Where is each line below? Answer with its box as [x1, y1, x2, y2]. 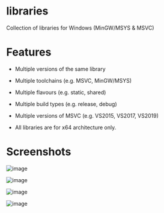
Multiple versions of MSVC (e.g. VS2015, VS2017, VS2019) [14, 112, 159, 119]
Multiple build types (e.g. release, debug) [14, 100, 117, 107]
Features [6, 45, 52, 59]
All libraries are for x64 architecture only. [14, 124, 117, 131]
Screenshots [6, 145, 71, 159]
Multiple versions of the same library [14, 65, 106, 72]
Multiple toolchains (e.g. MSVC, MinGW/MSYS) [14, 77, 132, 84]
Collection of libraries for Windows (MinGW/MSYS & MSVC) [6, 24, 154, 31]
